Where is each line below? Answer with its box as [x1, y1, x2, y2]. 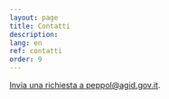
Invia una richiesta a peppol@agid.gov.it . [9, 80, 161, 90]
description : [9, 30, 59, 39]
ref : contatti [9, 47, 63, 56]
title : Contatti [9, 22, 70, 31]
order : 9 [9, 55, 42, 64]
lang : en [9, 38, 42, 48]
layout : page [9, 13, 59, 22]
